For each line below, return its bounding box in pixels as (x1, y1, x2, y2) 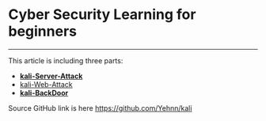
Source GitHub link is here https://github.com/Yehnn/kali (8, 103, 192, 112)
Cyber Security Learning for (8, 6, 196, 24)
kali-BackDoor (19, 88, 69, 97)
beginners (8, 22, 78, 40)
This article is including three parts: (8, 55, 123, 65)
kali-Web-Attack (19, 79, 73, 89)
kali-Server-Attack (19, 71, 83, 81)
